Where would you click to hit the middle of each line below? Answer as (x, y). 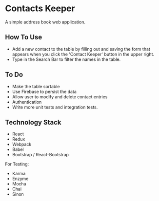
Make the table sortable (36, 86)
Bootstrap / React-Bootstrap (40, 155)
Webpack (22, 145)
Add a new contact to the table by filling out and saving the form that (81, 49)
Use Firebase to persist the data (44, 91)
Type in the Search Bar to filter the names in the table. (66, 59)
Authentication (27, 102)
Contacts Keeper (40, 9)
